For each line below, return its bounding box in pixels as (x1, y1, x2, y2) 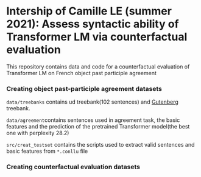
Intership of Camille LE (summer (6, 4, 172, 18)
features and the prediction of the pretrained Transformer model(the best (6, 123, 190, 130)
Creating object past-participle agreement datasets (6, 84, 163, 93)
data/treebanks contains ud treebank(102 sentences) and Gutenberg (6, 98, 178, 105)
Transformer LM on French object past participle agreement (6, 69, 157, 76)
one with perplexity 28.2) (6, 129, 69, 137)
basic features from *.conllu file (6, 147, 88, 155)
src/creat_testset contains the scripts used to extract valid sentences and (6, 141, 195, 149)
